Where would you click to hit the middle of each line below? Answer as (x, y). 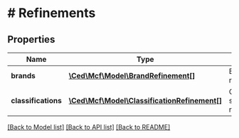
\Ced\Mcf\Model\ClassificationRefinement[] (145, 101)
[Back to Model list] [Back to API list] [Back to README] (89, 127)
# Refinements (52, 13)
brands (23, 76)
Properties (31, 39)
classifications (36, 101)
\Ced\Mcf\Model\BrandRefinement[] (132, 76)
